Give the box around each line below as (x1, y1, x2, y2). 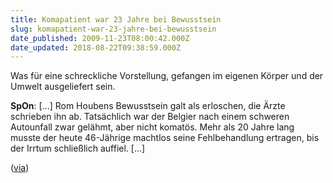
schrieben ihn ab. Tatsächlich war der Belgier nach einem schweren (10, 111, 290, 123)
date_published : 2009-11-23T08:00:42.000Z (10, 33, 190, 43)
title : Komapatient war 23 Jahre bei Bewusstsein (10, 14, 222, 25)
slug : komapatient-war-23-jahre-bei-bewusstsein (10, 24, 217, 34)
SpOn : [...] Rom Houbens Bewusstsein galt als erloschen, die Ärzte (10, 100, 286, 112)
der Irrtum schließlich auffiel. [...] (10, 142, 146, 155)
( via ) (10, 162, 30, 174)
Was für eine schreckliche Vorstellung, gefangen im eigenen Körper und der (10, 70, 324, 82)
